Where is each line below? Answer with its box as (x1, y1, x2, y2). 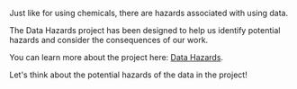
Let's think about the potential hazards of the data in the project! (9, 69, 247, 80)
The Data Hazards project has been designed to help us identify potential (9, 25, 281, 35)
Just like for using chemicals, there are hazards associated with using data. (9, 8, 289, 18)
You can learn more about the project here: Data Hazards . (9, 52, 223, 62)
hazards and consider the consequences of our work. (9, 35, 209, 45)
